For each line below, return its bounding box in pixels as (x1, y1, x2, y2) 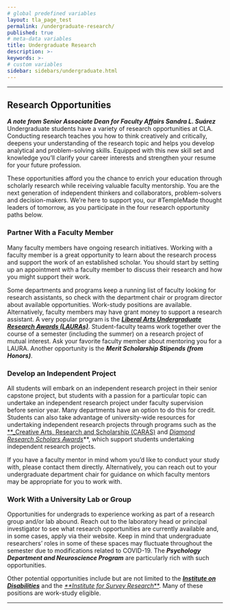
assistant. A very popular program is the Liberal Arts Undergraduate (7, 315, 202, 323)
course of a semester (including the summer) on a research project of (7, 330, 204, 338)
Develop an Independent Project (7, 368, 116, 378)
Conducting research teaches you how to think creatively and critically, (7, 132, 207, 141)
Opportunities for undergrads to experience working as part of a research (7, 510, 215, 518)
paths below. (7, 210, 43, 219)
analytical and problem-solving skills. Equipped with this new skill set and (7, 147, 214, 155)
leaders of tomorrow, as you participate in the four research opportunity (7, 204, 210, 212)
